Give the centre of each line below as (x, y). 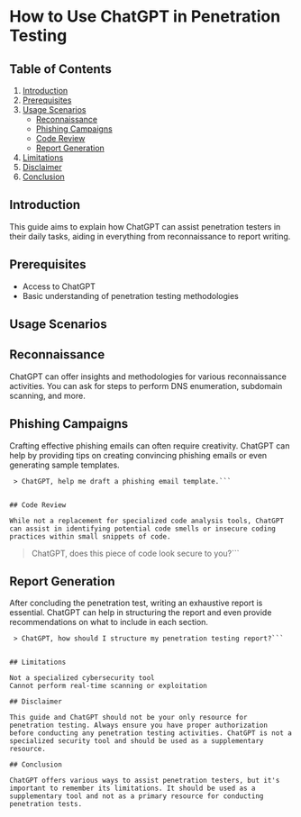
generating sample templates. (64, 465)
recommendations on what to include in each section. (109, 622)
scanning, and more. (47, 395)
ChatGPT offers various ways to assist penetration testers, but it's (145, 781)
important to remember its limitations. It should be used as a (132, 789)
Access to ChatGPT (59, 286)
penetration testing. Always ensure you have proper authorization (139, 726)
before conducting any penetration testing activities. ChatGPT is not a (151, 733)
